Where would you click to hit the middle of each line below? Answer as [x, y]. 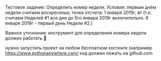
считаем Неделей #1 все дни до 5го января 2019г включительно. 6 [77, 18]
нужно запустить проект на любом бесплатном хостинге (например [78, 48]
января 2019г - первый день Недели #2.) [49, 23]
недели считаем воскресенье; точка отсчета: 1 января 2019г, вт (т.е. [78, 12]
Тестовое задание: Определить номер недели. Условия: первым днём [81, 7]
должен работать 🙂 [26, 38]
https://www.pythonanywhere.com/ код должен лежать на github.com [79, 53]
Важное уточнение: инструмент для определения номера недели [76, 33]
